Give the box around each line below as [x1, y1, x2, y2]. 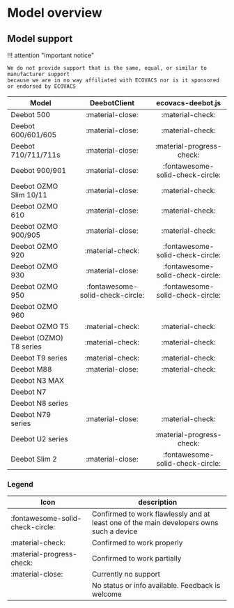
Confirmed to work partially [91, 554, 182, 563]
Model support [7, 33, 73, 45]
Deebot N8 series [10, 399, 68, 408]
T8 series [10, 342, 42, 351]
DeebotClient [89, 98, 134, 107]
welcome [91, 589, 122, 599]
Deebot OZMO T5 [10, 322, 70, 331]
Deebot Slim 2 [10, 455, 57, 464]
